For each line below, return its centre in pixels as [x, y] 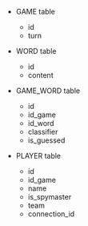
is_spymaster [50, 197]
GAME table [36, 12]
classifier [43, 132]
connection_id [51, 214]
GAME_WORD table [48, 91]
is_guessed [46, 140]
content [40, 75]
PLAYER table [38, 156]
